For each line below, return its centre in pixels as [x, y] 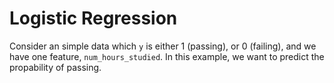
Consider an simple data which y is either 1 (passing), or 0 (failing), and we [163, 46]
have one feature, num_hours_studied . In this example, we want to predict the [167, 56]
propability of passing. [55, 67]
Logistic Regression [93, 18]
